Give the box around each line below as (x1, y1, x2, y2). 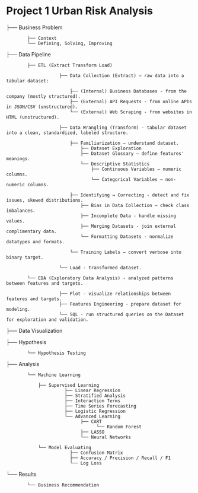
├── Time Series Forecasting (64, 403, 136, 409)
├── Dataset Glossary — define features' (80, 150, 184, 157)
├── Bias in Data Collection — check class (80, 202, 190, 208)
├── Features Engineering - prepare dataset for (59, 301, 182, 307)
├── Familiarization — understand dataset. (69, 140, 179, 146)
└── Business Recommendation (27, 482, 100, 488)
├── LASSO (80, 429, 105, 435)
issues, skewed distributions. (6, 197, 84, 203)
